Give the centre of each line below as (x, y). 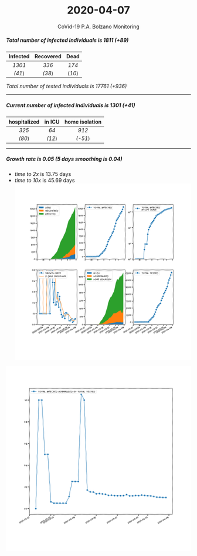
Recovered (48, 56)
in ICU (52, 122)
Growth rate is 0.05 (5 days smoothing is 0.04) (64, 159)
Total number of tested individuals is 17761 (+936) (67, 86)
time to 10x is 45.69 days (45, 180)
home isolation (83, 122)
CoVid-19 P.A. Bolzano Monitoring (98, 26)
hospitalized (24, 122)
